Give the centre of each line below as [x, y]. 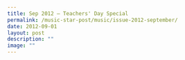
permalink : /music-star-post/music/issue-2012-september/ [92, 20]
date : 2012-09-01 [32, 26]
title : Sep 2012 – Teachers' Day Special [68, 13]
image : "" [21, 46]
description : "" [30, 39]
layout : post [26, 33]
